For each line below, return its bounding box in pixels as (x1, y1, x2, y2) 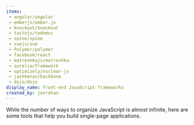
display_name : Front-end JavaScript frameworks (6, 85, 124, 91)
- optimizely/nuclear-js (8, 68, 69, 74)
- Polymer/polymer (8, 47, 54, 53)
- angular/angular (8, 14, 54, 20)
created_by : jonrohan (6, 90, 59, 96)
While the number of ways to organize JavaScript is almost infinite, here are (6, 106, 189, 113)
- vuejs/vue (8, 41, 38, 47)
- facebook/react (8, 52, 51, 58)
